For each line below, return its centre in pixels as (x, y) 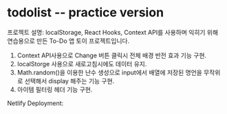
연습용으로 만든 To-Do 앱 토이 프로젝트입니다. (68, 41)
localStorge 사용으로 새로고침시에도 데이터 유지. (82, 63)
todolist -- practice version (85, 13)
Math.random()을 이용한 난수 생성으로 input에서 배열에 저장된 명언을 (110, 72)
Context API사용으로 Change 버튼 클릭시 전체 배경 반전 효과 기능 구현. (112, 55)
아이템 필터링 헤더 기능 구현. (55, 89)
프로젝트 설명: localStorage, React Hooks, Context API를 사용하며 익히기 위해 (113, 32)
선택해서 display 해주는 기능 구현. (69, 81)
